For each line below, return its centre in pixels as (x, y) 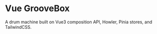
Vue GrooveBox (37, 8)
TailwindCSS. (18, 27)
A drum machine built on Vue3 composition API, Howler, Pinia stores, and (79, 22)
